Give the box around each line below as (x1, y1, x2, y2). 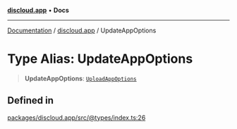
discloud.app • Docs (7, 6, 69, 14)
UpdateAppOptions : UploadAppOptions (24, 74, 137, 82)
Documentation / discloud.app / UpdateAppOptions (7, 26, 157, 35)
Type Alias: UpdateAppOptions (7, 51, 193, 67)
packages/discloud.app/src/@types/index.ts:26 (7, 113, 146, 122)
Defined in (7, 94, 54, 106)
